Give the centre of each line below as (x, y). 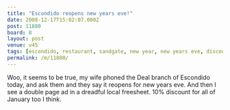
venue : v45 (23, 45)
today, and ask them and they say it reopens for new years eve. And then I (112, 84)
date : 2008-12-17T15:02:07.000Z (53, 20)
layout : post (26, 39)
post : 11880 (24, 26)
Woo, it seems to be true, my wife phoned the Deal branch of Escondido (109, 77)
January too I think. (34, 99)
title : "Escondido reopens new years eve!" (70, 13)
